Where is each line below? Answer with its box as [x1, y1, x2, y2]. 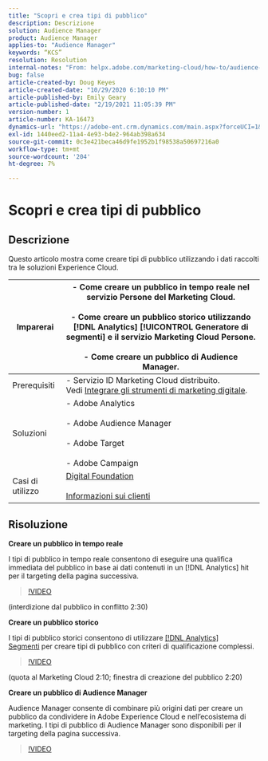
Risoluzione [8, 518, 69, 531]
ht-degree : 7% [8, 160, 56, 168]
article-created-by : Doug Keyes [8, 78, 116, 86]
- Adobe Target [65, 438, 125, 449]
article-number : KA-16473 [8, 116, 94, 124]
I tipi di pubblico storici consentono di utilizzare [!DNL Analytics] [8, 633, 219, 642]
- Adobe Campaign [65, 458, 139, 469]
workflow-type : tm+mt [8, 145, 81, 153]
